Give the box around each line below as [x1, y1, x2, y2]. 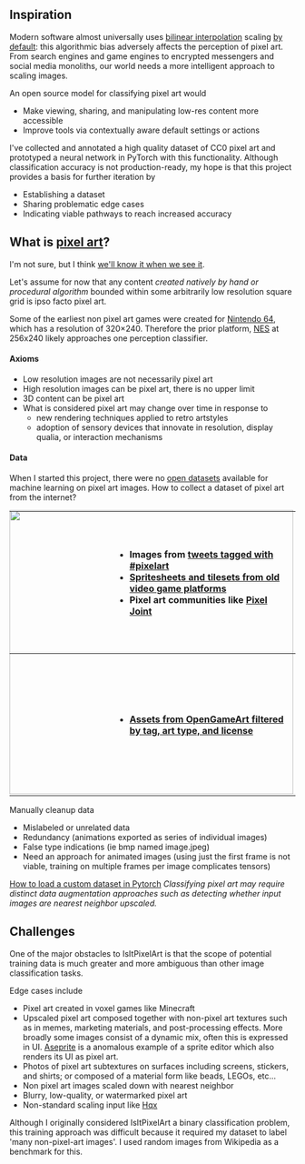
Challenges [9, 924, 75, 939]
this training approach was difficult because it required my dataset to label [9, 1127, 288, 1138]
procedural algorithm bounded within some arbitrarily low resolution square [9, 286, 292, 296]
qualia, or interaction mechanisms [35, 431, 163, 442]
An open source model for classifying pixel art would [9, 87, 207, 98]
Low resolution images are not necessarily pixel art [22, 373, 213, 385]
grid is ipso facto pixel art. [9, 296, 107, 306]
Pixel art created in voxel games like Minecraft [22, 1002, 195, 1013]
